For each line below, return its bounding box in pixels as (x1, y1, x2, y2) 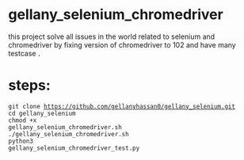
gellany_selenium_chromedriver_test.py (8, 144, 140, 152)
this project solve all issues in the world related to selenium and (8, 32, 215, 41)
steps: (8, 77, 51, 94)
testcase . (8, 48, 40, 58)
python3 (8, 137, 34, 145)
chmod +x (8, 116, 37, 124)
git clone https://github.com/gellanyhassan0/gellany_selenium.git (8, 102, 236, 110)
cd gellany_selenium (8, 109, 77, 117)
